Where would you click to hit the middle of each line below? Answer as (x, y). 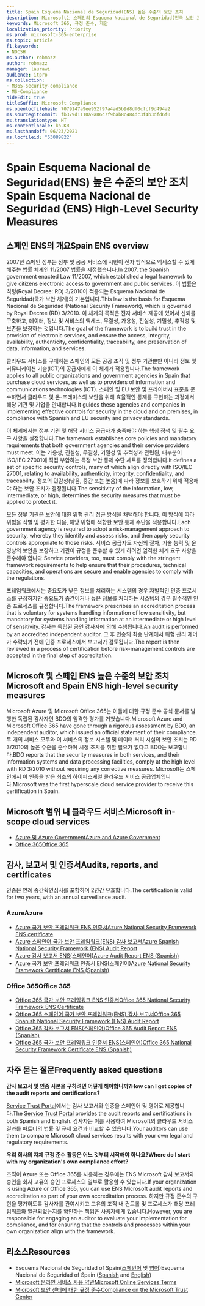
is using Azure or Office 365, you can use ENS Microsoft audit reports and (99, 1188)
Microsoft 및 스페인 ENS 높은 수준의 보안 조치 (88, 676)
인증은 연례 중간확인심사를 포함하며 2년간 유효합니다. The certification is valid (99, 890)
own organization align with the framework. (61, 1231)
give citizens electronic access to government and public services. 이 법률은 (102, 283)
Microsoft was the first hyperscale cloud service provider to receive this (103, 784)
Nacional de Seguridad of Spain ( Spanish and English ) (83, 1275)
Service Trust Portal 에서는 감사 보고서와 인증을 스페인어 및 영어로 (85, 1105)
